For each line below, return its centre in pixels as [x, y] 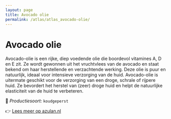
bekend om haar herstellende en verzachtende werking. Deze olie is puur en [86, 70]
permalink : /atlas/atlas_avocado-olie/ [48, 19]
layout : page [19, 10]
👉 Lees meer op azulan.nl [33, 111]
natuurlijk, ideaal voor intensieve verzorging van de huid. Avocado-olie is [82, 75]
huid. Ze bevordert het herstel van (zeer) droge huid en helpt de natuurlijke [84, 86]
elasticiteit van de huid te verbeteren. [44, 91]
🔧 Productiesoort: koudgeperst [37, 101]
